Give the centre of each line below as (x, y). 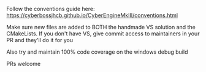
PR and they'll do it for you (40, 40)
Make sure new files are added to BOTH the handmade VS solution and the (101, 27)
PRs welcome (24, 64)
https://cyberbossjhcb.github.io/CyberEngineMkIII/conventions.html (92, 15)
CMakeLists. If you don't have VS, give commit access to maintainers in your (103, 34)
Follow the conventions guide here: (51, 9)
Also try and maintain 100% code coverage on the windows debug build (97, 52)
